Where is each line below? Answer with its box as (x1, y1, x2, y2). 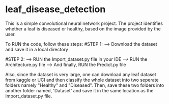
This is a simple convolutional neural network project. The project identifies (5, 20, 163, 26)
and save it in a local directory (5, 46, 69, 52)
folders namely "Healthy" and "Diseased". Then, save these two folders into (5, 82, 164, 88)
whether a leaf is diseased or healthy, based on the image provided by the (5, 25, 161, 31)
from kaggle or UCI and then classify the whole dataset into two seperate (5, 77, 159, 83)
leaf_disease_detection (5, 4, 106, 15)
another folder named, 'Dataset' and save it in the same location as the (5, 87, 154, 93)
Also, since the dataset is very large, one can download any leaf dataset (5, 71, 156, 77)
